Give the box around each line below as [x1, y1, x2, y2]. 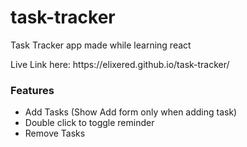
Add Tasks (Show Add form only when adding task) [24, 106, 238, 118]
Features [10, 83, 55, 97]
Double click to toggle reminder [24, 117, 155, 129]
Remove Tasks [24, 127, 86, 140]
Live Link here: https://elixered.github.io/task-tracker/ [10, 58, 230, 70]
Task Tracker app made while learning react [10, 39, 192, 51]
